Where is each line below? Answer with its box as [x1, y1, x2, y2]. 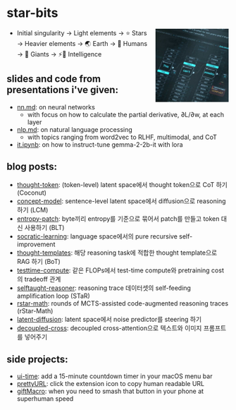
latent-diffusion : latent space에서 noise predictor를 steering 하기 [16, 315, 202, 323]
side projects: [6, 353, 68, 365]
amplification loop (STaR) [16, 291, 91, 300]
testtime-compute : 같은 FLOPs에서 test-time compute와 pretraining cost [16, 266, 225, 275]
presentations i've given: [6, 84, 119, 96]
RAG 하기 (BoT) [16, 257, 61, 265]
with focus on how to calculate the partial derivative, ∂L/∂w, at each [27, 110, 225, 119]
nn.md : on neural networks [16, 102, 96, 111]
